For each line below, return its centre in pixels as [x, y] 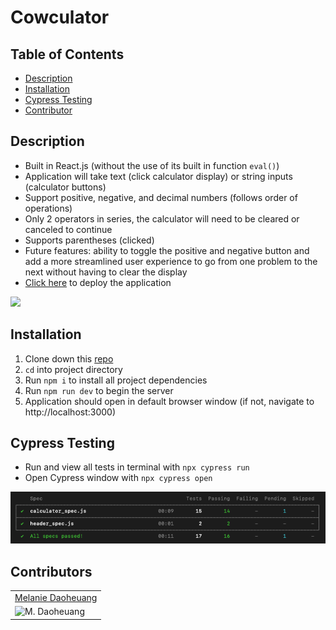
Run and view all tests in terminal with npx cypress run [137, 467]
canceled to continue [68, 229]
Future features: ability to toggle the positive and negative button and [167, 250]
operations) [48, 208]
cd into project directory [73, 369]
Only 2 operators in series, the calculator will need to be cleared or [162, 218]
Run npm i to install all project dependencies [116, 380]
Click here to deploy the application [98, 282]
